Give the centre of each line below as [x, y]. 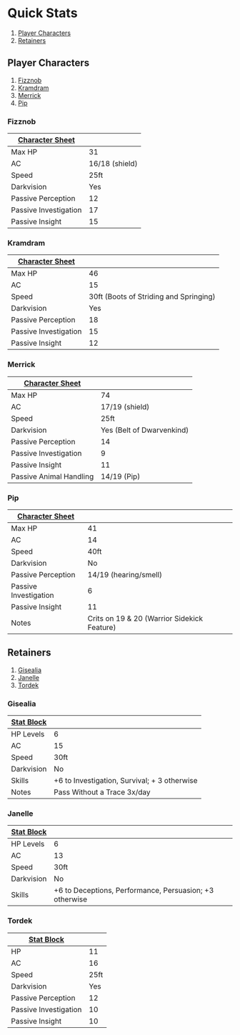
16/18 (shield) [113, 164]
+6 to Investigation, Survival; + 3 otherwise [125, 781]
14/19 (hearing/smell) [125, 574]
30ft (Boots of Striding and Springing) [152, 296]
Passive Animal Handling [52, 476]
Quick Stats [42, 13]
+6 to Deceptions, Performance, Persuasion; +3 [134, 891]
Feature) [102, 627]
